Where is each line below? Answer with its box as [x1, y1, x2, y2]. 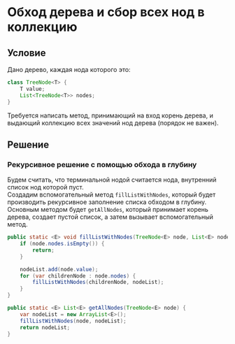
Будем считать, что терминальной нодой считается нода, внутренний [7, 175, 217, 184]
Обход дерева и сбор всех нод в [7, 4, 205, 20]
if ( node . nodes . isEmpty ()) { [20, 241, 105, 248]
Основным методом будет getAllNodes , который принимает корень [7, 206, 208, 214]
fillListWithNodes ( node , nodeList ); [20, 317, 127, 324]
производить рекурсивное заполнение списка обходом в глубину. [7, 198, 207, 206]
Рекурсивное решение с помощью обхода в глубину [7, 159, 197, 169]
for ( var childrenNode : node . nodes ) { [20, 272, 136, 280]
